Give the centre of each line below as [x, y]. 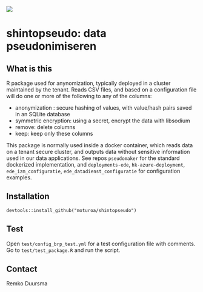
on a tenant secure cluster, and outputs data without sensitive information [98, 152]
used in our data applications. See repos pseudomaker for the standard [93, 158]
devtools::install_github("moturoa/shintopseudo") [72, 210]
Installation [28, 197]
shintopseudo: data [57, 34]
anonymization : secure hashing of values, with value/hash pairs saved [103, 108]
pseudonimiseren [52, 46]
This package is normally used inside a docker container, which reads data [100, 145]
